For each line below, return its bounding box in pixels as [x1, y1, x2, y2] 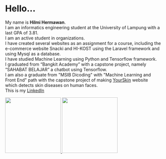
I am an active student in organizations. [5, 35, 85, 41]
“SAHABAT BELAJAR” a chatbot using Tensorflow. [5, 66, 107, 72]
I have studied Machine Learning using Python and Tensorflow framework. [5, 56, 157, 62]
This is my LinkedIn [5, 87, 44, 93]
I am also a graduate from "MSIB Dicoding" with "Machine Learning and [5, 72, 151, 78]
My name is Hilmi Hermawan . [5, 19, 66, 25]
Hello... [5, 3, 36, 14]
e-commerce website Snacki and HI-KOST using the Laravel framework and [5, 45, 160, 51]
